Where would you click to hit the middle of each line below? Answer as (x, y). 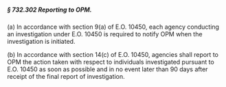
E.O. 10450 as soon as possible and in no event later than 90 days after (108, 69)
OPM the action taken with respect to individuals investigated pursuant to (111, 62)
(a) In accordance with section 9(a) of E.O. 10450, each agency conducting (113, 27)
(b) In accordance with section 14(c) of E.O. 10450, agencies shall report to (113, 54)
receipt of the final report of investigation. (66, 76)
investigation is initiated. (41, 41)
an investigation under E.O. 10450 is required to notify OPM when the (105, 34)
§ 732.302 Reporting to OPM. (49, 10)
